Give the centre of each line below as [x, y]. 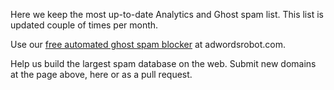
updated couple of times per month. [84, 25]
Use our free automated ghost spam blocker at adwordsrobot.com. [148, 44]
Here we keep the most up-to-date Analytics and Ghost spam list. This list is [167, 14]
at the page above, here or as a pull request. [101, 74]
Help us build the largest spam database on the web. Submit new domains [163, 63]
